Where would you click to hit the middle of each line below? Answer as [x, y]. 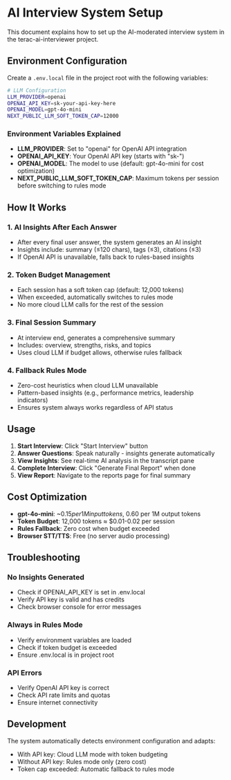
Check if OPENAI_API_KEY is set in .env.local [81, 592]
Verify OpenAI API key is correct [63, 687]
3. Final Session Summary [52, 323]
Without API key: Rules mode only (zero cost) [82, 761]
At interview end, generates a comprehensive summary [96, 338]
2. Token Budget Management [59, 275]
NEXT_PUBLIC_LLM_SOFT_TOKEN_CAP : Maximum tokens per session [118, 179]
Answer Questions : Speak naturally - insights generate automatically [116, 453]
